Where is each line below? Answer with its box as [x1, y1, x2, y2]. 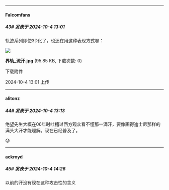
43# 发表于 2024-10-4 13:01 [5, 24, 65, 30]
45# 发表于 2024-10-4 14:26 [5, 166, 66, 172]
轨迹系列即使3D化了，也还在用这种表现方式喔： [5, 37, 104, 43]
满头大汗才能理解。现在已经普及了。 [5, 128, 80, 134]
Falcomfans [5, 12, 31, 18]
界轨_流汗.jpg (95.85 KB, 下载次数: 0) [5, 57, 82, 63]
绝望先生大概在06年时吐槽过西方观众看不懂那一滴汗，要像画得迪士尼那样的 [5, 121, 161, 127]
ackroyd [5, 154, 23, 160]
